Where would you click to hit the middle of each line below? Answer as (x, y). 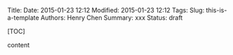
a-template (23, 18)
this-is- (216, 10)
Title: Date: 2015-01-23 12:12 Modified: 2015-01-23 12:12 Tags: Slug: (106, 10)
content (19, 45)
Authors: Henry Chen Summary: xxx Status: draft (112, 18)
